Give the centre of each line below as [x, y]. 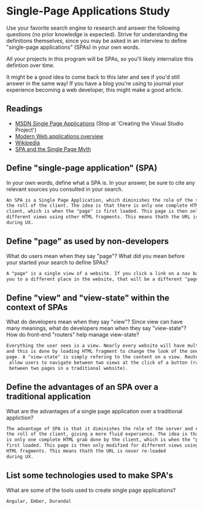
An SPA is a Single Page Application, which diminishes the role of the [100, 200]
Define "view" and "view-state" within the [88, 298]
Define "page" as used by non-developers [88, 241]
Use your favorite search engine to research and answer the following [93, 28]
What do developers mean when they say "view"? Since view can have [95, 322]
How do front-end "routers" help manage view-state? [73, 335]
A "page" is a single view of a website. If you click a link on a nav [98, 273]
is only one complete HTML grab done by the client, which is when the [98, 440]
